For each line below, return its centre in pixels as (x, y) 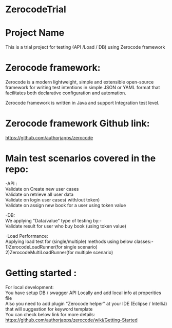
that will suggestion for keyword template (49, 309)
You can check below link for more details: (50, 314)
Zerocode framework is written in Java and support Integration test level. (82, 103)
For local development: (30, 287)
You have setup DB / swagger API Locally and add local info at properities (83, 293)
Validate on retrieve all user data (39, 194)
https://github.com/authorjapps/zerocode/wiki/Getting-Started (71, 320)
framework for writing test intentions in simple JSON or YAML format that (83, 88)
